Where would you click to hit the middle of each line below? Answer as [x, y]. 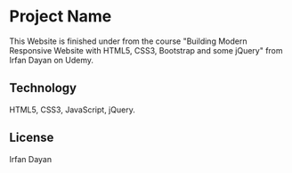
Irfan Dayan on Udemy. [52, 60]
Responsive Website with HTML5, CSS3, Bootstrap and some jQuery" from [146, 50]
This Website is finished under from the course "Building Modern [128, 41]
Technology [43, 88]
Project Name [61, 16]
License [32, 138]
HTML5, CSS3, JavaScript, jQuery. [72, 110]
